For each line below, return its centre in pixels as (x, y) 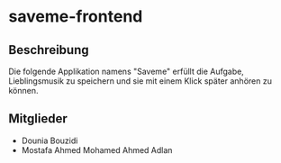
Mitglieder (38, 119)
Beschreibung (49, 50)
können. (23, 91)
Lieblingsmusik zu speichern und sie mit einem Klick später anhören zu (140, 81)
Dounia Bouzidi (50, 140)
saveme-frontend (76, 17)
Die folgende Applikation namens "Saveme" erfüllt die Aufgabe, (126, 71)
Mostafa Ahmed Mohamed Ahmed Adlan (97, 149)
